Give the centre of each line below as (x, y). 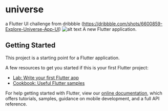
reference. (16, 104)
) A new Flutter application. (98, 29)
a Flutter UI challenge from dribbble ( (44, 24)
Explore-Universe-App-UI (33, 29)
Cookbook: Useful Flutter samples (49, 83)
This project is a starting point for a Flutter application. (62, 58)
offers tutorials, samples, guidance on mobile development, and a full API (82, 98)
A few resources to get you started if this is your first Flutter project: (77, 67)
